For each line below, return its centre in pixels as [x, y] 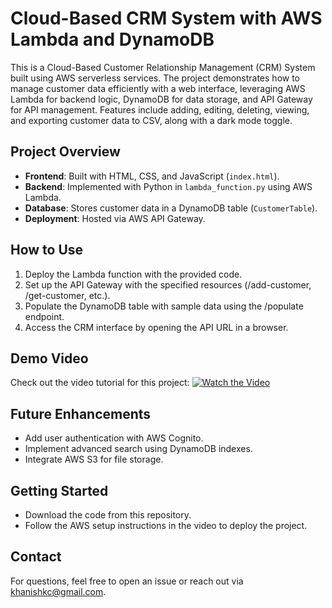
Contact [36, 557]
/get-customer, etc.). [67, 295]
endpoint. [44, 316]
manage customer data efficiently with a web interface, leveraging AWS [158, 88]
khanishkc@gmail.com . [58, 591]
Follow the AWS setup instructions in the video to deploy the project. [166, 525]
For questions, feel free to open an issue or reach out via [127, 581]
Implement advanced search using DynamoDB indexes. [138, 449]
